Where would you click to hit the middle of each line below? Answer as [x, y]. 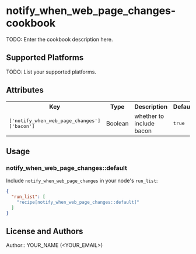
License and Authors [45, 232]
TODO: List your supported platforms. [51, 72]
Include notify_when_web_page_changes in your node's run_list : [82, 181]
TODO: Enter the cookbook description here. [60, 39]
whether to [149, 116]
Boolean [117, 123]
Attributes [25, 90]
